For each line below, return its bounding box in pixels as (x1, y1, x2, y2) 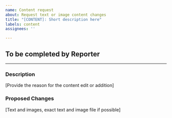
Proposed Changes (5, 95, 54, 102)
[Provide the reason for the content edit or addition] (5, 82, 114, 88)
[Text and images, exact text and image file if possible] (5, 106, 121, 112)
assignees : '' (5, 26, 36, 32)
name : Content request (5, 7, 54, 13)
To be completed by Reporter (5, 49, 100, 58)
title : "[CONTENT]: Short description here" (5, 17, 102, 22)
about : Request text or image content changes (5, 12, 106, 17)
